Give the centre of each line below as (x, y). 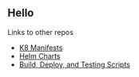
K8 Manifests (41, 48)
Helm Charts (40, 56)
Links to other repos (40, 32)
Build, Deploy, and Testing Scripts (75, 64)
